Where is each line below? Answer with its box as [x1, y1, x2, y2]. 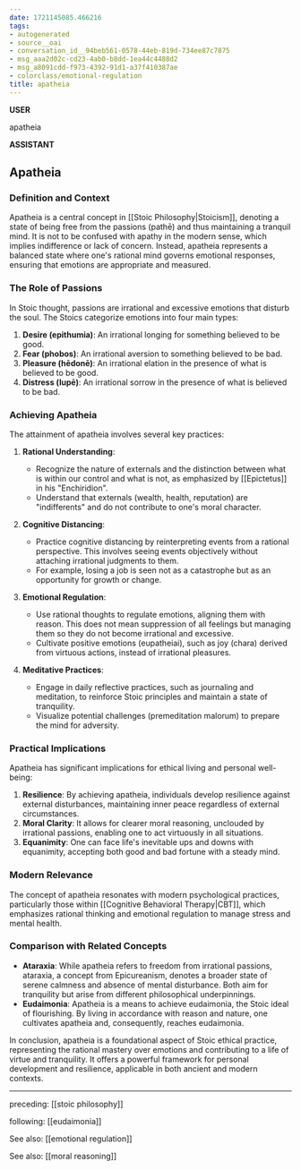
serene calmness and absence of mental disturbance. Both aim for [21, 979, 269, 990]
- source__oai [9, 38, 63, 47]
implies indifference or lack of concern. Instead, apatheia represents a [9, 241, 269, 252]
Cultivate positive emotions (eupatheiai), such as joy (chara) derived [35, 637, 288, 648]
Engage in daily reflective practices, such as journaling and [35, 681, 254, 692]
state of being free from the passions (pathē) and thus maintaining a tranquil [9, 221, 291, 233]
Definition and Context [9, 192, 110, 204]
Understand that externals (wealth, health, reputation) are [35, 491, 248, 502]
